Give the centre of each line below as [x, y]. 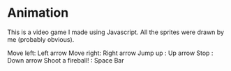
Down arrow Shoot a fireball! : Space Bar [66, 60]
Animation [38, 13]
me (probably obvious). [41, 39]
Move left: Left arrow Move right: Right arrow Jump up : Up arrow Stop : [110, 53]
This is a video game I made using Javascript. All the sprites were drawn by [116, 32]
